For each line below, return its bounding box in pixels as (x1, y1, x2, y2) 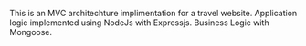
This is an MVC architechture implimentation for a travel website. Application (9, 8, 298, 18)
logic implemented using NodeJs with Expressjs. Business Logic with (9, 17, 269, 28)
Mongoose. (9, 27, 53, 37)
